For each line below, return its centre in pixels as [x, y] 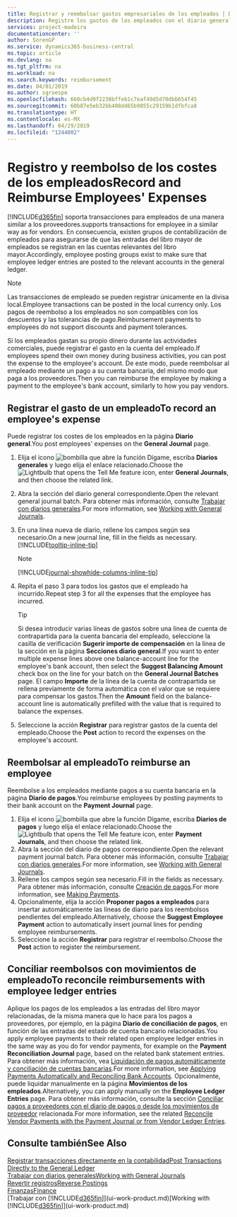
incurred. [31, 601]
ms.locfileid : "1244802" [44, 132]
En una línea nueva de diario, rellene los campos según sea [104, 530]
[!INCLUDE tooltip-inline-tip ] [57, 545]
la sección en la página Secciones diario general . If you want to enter [118, 651]
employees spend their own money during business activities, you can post [117, 356]
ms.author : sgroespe [38, 93]
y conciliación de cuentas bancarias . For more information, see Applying [112, 1068]
